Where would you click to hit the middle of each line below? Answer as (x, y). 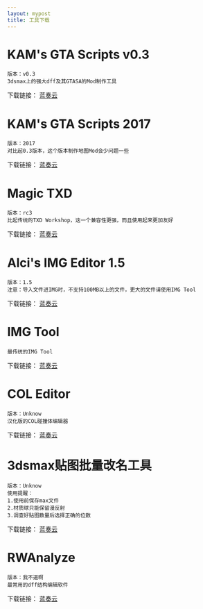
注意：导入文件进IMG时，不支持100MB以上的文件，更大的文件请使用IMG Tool (101, 290)
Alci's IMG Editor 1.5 (66, 263)
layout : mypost (29, 14)
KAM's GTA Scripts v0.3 (79, 55)
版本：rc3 (20, 213)
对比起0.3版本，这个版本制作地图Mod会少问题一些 (68, 151)
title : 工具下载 (28, 20)
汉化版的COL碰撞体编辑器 (38, 422)
